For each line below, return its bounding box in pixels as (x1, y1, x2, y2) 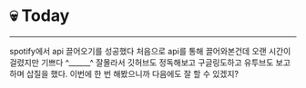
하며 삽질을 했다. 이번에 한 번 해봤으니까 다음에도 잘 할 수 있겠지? (9, 68, 240, 79)
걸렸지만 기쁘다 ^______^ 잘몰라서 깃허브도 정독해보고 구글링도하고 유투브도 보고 (9, 56, 291, 68)
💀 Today (9, 5, 70, 26)
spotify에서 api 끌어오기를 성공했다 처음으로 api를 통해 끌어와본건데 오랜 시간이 (9, 45, 291, 56)
